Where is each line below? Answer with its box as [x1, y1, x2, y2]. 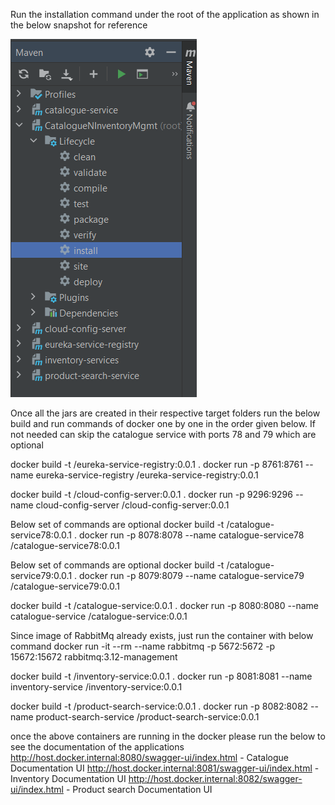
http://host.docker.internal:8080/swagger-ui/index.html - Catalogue [10, 752, 289, 763]
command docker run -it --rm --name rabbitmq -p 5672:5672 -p [10, 640, 276, 652]
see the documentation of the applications [10, 741, 185, 753]
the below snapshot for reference [10, 19, 148, 31]
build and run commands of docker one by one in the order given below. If [10, 418, 316, 429]
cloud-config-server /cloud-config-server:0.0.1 [35, 499, 230, 511]
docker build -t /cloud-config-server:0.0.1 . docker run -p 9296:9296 [10, 489, 293, 500]
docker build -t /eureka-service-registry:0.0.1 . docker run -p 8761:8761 [10, 459, 303, 470]
